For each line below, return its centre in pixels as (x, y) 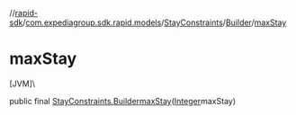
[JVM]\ (22, 84)
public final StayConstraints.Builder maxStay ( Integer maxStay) (123, 101)
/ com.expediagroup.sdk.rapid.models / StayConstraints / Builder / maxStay (154, 22)
